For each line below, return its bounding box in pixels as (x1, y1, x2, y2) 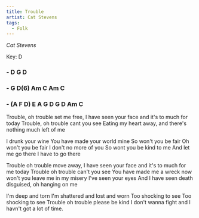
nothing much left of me (6, 126, 66, 133)
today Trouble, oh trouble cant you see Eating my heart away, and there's (6, 120, 187, 127)
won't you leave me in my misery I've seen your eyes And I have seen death (6, 175, 193, 182)
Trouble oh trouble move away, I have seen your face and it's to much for (6, 162, 186, 169)
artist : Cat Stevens (6, 14, 58, 20)
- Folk (11, 25, 28, 32)
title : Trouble (6, 8, 44, 15)
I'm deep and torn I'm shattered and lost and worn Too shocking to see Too (6, 192, 192, 200)
